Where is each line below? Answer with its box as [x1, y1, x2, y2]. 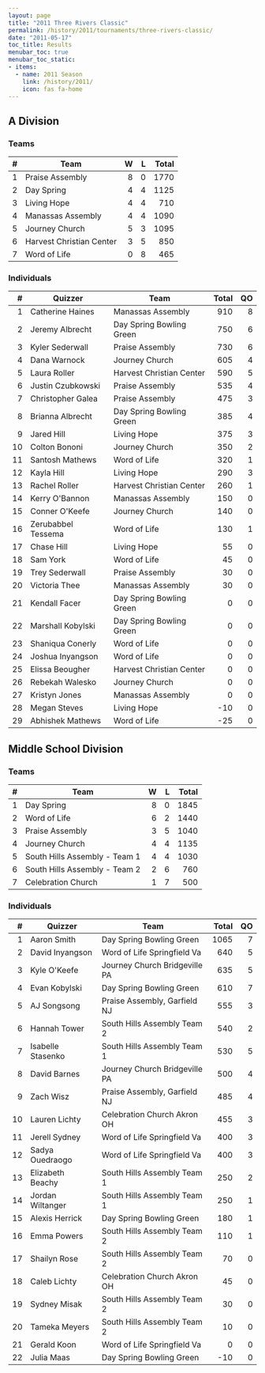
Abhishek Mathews [30, 715, 101, 726]
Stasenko [30, 1050, 65, 1062]
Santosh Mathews [30, 455, 97, 466]
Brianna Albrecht [30, 411, 93, 422]
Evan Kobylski [30, 983, 83, 994]
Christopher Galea [30, 393, 99, 404]
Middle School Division [8, 742, 124, 756]
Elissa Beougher [30, 664, 91, 675]
